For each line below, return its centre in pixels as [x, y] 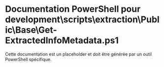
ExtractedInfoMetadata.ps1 [62, 41]
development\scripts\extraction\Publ [82, 19]
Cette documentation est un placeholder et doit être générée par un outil [79, 54]
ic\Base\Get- [31, 30]
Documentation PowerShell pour [73, 9]
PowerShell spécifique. [28, 59]
